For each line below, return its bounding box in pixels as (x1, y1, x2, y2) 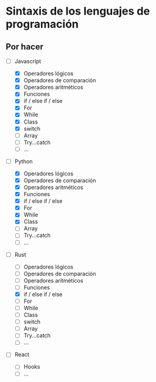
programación (5, 17, 79, 31)
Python (14, 157, 33, 165)
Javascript (14, 58, 41, 65)
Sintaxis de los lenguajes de (5, 4, 151, 18)
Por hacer (5, 41, 44, 52)
